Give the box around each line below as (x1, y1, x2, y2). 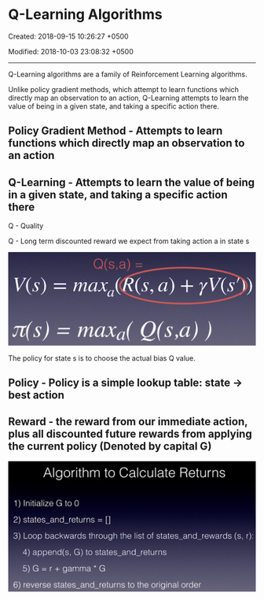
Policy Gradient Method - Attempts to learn (8, 124, 223, 138)
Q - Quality (8, 221, 44, 231)
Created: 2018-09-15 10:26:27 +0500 (8, 31, 129, 41)
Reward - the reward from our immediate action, (8, 415, 248, 428)
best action (8, 388, 65, 402)
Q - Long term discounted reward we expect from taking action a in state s (8, 236, 250, 246)
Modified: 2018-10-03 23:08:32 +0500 (8, 46, 134, 56)
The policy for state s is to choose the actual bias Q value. (8, 353, 196, 363)
